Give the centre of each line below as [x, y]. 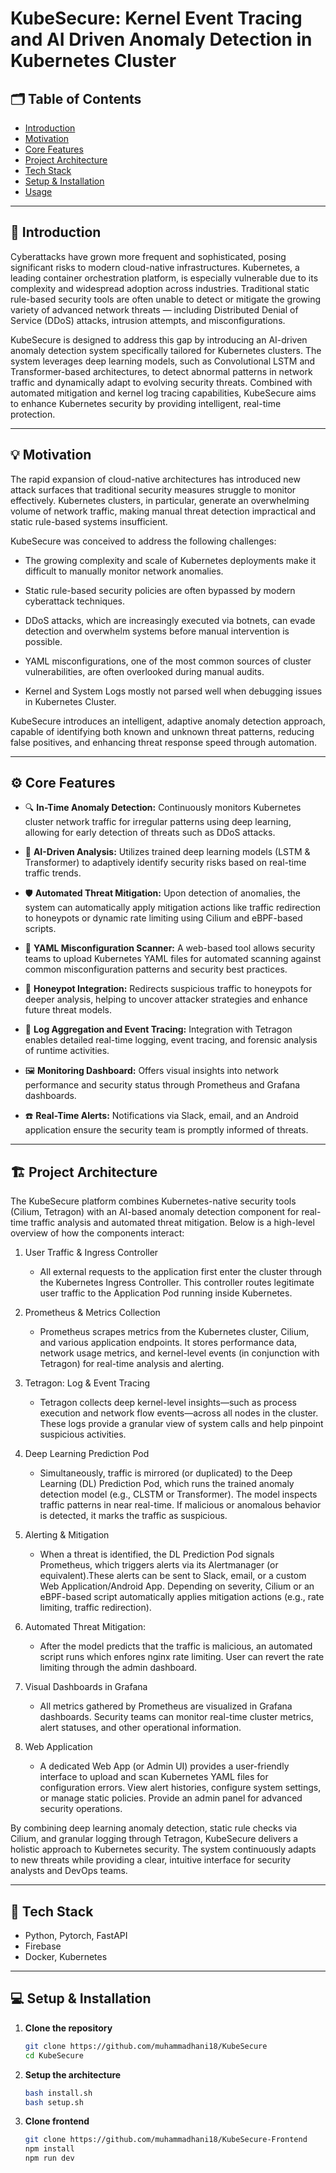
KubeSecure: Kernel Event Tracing [156, 18]
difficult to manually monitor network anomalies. [124, 571]
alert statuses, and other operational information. [140, 1728]
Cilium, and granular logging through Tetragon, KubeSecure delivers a [154, 1839]
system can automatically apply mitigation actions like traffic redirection [173, 908]
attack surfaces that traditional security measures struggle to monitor [153, 489]
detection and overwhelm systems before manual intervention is [157, 631]
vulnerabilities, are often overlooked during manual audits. [144, 671]
